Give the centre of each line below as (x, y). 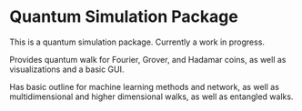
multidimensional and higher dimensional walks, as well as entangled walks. (151, 96)
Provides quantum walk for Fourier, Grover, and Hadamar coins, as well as (148, 59)
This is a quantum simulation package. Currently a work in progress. (137, 42)
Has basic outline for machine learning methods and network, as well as (145, 86)
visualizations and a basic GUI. (67, 69)
